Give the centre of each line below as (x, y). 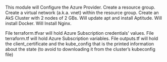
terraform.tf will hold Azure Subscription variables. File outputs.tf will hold (82, 38)
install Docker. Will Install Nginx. (38, 23)
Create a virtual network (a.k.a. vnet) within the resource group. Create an (82, 13)
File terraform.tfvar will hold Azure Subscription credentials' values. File (79, 33)
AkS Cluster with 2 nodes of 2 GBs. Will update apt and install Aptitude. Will (84, 18)
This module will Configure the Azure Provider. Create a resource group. (80, 7)
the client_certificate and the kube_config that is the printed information (80, 44)
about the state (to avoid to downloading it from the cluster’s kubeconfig (80, 49)
